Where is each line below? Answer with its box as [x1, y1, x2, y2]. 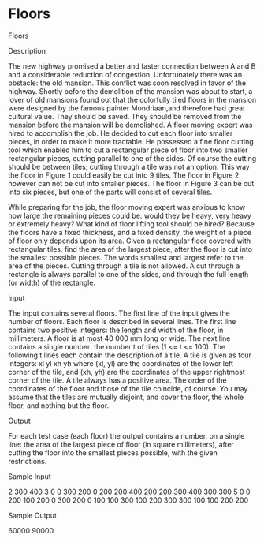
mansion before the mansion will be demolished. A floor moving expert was [8, 120, 253, 129]
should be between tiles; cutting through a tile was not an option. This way [8, 162, 250, 171]
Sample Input [8, 471, 51, 481]
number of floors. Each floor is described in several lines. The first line [8, 316, 236, 326]
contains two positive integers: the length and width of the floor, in [8, 325, 224, 335]
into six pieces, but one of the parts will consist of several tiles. [8, 187, 213, 196]
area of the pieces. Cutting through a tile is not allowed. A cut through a [8, 261, 240, 271]
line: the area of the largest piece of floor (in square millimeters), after [8, 439, 234, 449]
